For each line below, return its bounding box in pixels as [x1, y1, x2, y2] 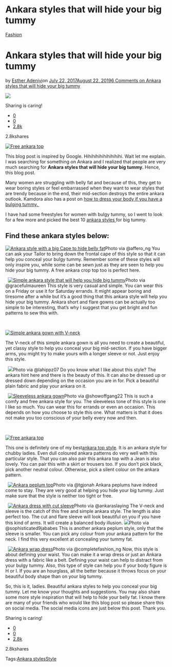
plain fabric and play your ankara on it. [5, 383, 87, 389]
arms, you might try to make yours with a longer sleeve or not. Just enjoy [5, 350, 160, 356]
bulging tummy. [5, 201, 39, 207]
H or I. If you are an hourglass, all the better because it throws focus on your [5, 567, 167, 574]
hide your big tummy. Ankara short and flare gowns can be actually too [5, 299, 156, 305]
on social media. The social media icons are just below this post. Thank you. [5, 605, 166, 611]
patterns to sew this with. [5, 310, 59, 316]
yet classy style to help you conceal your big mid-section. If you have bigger [5, 345, 167, 351]
